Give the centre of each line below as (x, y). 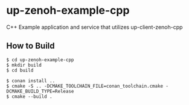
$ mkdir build (24, 65)
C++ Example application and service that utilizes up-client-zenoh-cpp (94, 27)
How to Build (31, 46)
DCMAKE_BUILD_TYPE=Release (40, 91)
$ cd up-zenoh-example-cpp (40, 60)
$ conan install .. (31, 81)
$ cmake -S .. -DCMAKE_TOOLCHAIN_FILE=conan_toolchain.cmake (85, 86)
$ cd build (20, 70)
